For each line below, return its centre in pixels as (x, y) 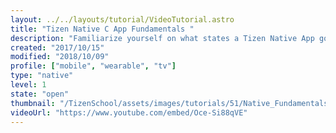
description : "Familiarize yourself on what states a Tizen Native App (162, 38)
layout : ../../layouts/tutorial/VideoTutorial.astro (122, 19)
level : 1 (28, 85)
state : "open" (40, 94)
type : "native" (42, 76)
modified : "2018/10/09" (60, 57)
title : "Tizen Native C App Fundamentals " (102, 29)
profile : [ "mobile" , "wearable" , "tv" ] (93, 66)
